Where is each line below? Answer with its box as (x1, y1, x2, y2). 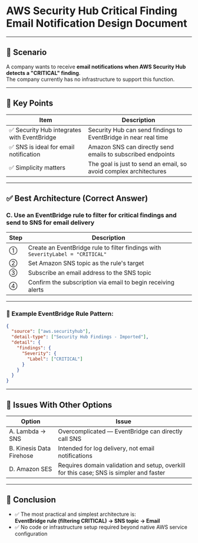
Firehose (9, 452, 34, 460)
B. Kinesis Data (9, 444, 51, 452)
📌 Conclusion (6, 495, 56, 505)
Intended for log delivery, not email (58, 444, 155, 452)
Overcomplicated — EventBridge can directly (58, 427, 183, 435)
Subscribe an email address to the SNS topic (28, 269, 151, 277)
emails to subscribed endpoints (88, 150, 175, 158)
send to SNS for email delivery (6, 218, 95, 227)
